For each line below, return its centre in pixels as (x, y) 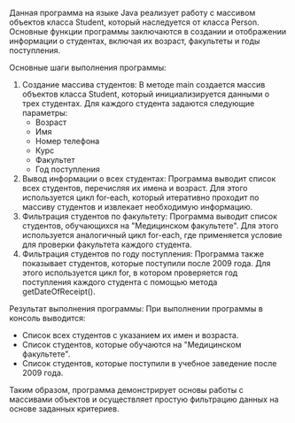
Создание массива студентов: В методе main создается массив (144, 85)
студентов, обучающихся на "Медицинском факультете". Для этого (150, 226)
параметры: (45, 113)
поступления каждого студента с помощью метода (120, 282)
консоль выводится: (47, 318)
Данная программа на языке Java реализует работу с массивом (132, 13)
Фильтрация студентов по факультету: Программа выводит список (149, 216)
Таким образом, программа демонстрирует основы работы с (126, 390)
